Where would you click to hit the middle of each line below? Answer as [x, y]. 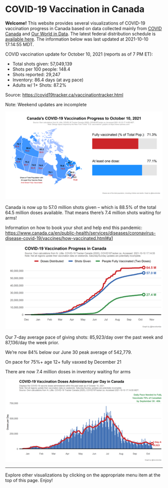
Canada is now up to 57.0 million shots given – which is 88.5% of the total [81, 207]
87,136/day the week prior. [32, 343]
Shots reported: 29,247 [36, 74]
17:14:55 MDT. [19, 44]
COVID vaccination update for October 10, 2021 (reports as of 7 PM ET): [79, 54]
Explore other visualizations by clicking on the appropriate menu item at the [83, 475]
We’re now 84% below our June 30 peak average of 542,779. [69, 352]
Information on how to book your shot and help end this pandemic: [74, 227]
